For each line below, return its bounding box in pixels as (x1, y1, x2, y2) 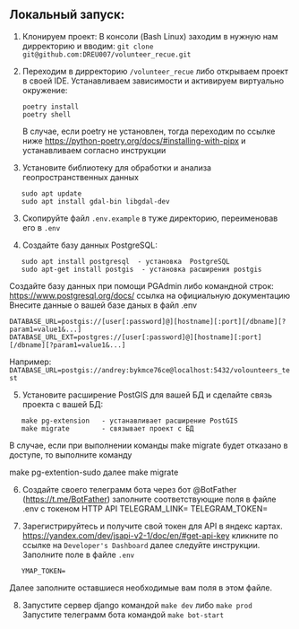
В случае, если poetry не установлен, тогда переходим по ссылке (21, 126, 276, 136)
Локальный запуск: (9, 7, 125, 22)
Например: (9, 356, 52, 367)
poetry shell (21, 109, 72, 119)
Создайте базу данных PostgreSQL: (21, 240, 158, 250)
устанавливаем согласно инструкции (21, 144, 167, 155)
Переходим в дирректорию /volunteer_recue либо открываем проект (21, 66, 289, 76)
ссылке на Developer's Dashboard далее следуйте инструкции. (21, 539, 261, 550)
